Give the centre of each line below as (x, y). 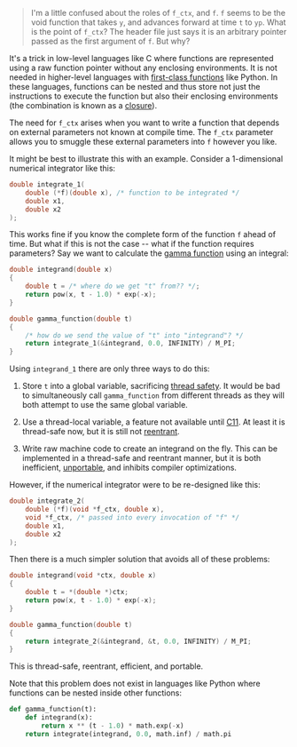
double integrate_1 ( (47, 185)
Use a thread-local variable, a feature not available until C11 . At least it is (153, 422)
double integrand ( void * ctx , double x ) (83, 576)
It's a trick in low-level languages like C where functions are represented (141, 58)
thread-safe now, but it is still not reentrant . (101, 432)
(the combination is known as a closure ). (83, 105)
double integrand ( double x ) (61, 270)
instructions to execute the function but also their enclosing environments (144, 96)
